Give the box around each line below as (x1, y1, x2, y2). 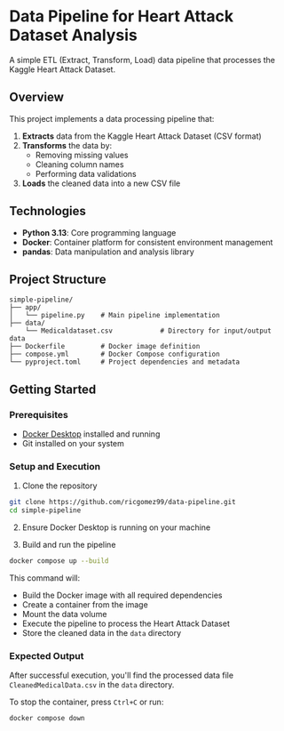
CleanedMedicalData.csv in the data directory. (9, 679, 175, 690)
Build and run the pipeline (21, 540, 116, 550)
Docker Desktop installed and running (21, 429, 161, 439)
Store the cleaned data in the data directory (21, 627, 182, 638)
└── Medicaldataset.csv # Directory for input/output (25, 326, 272, 335)
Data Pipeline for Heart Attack (9, 6, 233, 27)
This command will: (9, 572, 81, 583)
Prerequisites (9, 408, 68, 421)
